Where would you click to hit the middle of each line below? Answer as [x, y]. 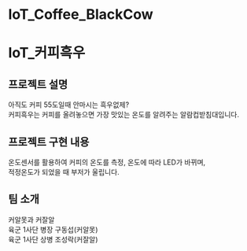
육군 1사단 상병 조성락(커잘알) [53, 239]
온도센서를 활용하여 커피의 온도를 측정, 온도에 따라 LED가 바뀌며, [107, 162]
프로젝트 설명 [38, 84]
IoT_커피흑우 [47, 53]
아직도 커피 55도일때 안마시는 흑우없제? [69, 105]
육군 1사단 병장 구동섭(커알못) [53, 229]
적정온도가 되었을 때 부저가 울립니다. [64, 172]
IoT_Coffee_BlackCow [81, 15]
